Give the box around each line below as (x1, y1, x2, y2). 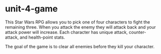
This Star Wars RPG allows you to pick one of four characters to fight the (5, 19, 150, 25)
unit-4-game (5, 3, 58, 14)
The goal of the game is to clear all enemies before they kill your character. (5, 43, 155, 49)
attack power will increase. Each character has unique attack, (5, 29, 128, 35)
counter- (129, 29, 146, 35)
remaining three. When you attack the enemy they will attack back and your (5, 24, 156, 30)
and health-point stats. (19, 34, 65, 40)
